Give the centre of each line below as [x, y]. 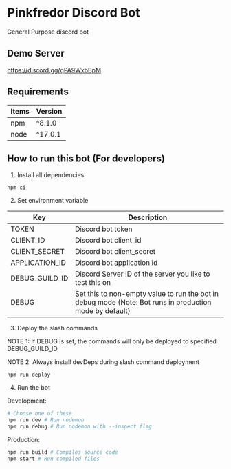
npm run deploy [29, 375]
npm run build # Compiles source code [63, 452]
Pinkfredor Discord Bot [74, 13]
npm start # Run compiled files [53, 459]
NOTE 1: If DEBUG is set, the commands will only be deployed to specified [112, 341]
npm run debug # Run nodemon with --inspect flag [80, 427]
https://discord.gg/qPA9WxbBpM [54, 70]
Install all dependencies [51, 175]
